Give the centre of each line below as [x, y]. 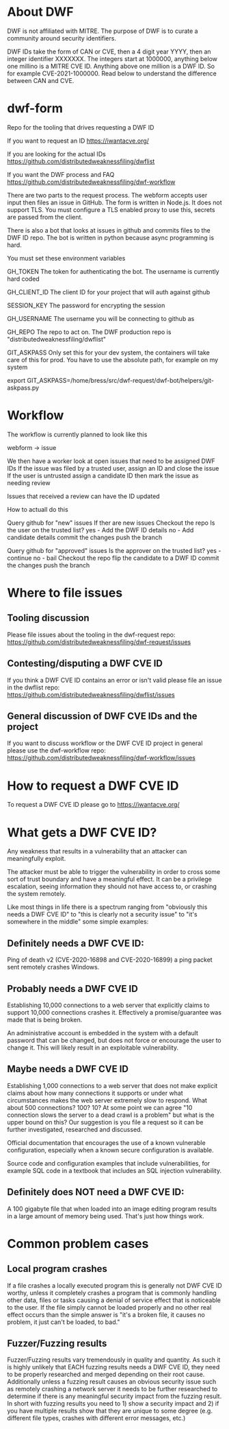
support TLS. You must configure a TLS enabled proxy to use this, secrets [111, 209]
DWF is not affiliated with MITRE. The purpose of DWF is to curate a [103, 31]
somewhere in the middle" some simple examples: [78, 922]
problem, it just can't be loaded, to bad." [64, 1322]
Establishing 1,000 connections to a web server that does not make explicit [112, 1085]
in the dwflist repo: [33, 687]
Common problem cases [78, 1243]
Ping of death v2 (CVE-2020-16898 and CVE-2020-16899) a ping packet [110, 960]
